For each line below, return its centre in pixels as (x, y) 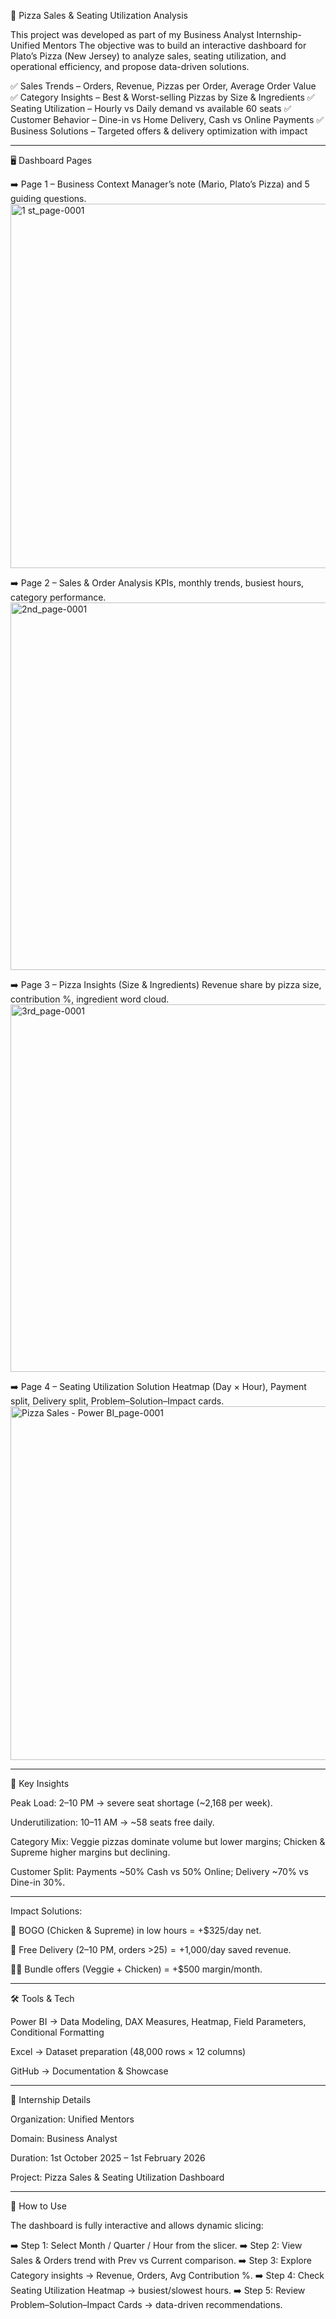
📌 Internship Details (51, 2099)
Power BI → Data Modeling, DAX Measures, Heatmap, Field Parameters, (158, 2021)
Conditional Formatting (57, 2032)
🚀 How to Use (38, 2206)
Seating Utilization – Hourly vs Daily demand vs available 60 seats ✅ (151, 108)
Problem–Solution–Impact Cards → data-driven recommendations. (146, 2304)
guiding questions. (48, 198)
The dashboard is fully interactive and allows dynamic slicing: (137, 2225)
